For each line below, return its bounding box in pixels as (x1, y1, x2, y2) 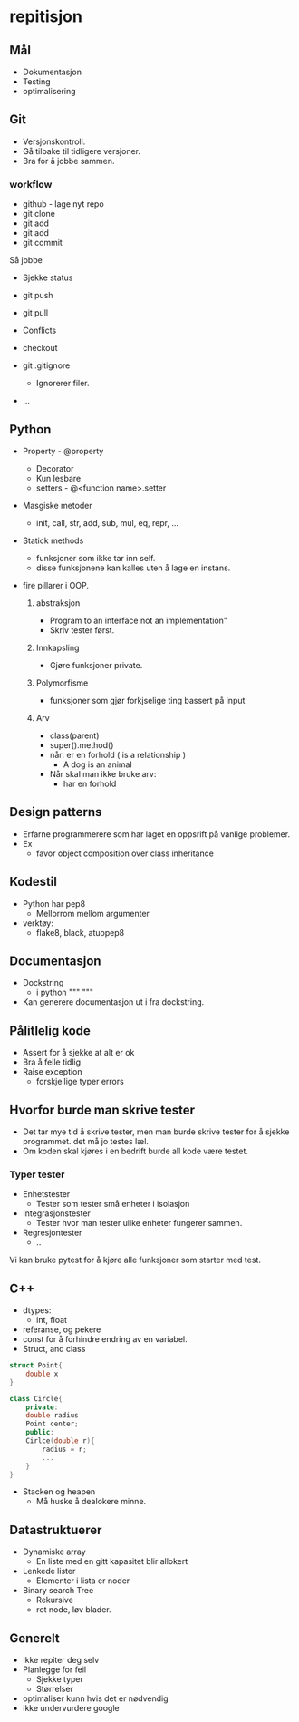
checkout (22, 343, 58, 354)
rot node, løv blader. (35, 1604, 111, 1615)
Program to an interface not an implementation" (49, 615, 228, 626)
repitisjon (9, 6, 83, 27)
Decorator (35, 462, 74, 473)
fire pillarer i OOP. (22, 579, 89, 590)
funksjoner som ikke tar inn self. (35, 552, 156, 563)
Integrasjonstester (22, 1208, 91, 1219)
